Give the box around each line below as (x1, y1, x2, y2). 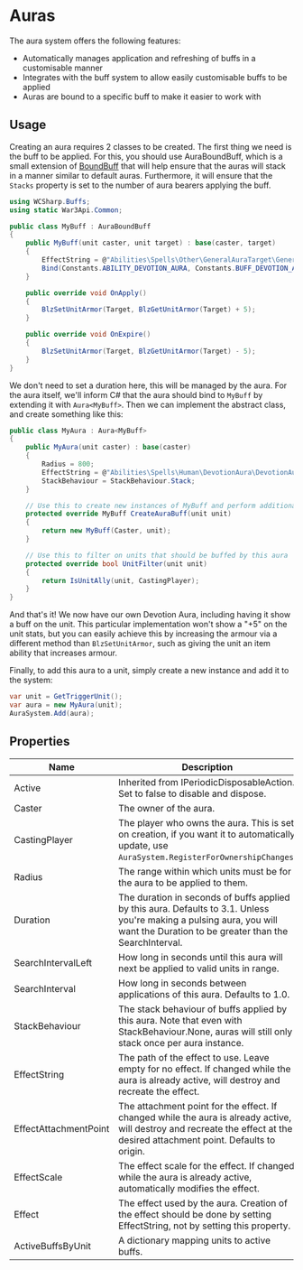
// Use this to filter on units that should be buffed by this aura (25, 551, 289, 560)
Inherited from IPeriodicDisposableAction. (118, 775, 295, 788)
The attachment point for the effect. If (118, 1099, 278, 1112)
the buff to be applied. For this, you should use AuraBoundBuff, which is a (9, 151, 283, 162)
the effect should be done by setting (118, 1208, 272, 1220)
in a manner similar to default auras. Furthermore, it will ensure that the (9, 170, 273, 181)
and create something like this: (9, 408, 124, 420)
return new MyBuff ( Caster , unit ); (41, 526, 171, 535)
